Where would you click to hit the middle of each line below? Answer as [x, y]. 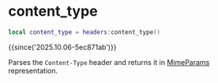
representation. [33, 70]
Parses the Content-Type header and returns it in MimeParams [109, 62]
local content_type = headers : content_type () [84, 32]
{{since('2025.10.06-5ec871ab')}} [62, 47]
